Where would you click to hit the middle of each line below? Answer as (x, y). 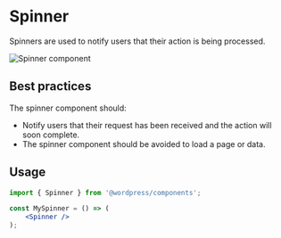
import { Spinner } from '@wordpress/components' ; (105, 193)
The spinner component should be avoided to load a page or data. (144, 144)
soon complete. (51, 135)
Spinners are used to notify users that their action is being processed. (137, 41)
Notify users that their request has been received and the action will (147, 125)
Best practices (50, 86)
